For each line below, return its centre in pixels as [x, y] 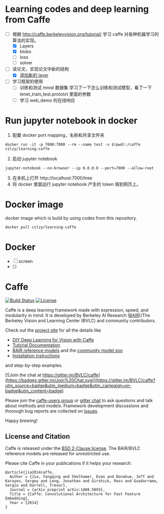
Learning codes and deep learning [77, 9]
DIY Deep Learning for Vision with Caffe [53, 340]
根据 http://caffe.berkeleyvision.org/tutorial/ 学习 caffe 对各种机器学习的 [86, 34]
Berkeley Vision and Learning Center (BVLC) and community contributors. [81, 321]
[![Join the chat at [23, 375]
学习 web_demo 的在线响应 [47, 100]
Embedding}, [17, 499]
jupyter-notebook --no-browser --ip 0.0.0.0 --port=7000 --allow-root [80, 168]
